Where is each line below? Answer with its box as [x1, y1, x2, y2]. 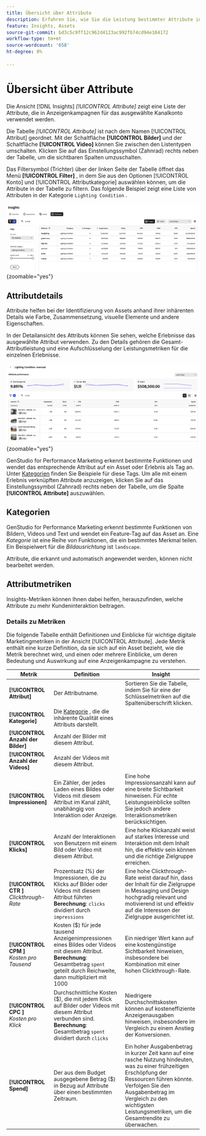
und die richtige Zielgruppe [124, 852, 194, 860]
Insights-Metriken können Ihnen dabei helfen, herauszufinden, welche [6, 595, 184, 603]
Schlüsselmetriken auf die [124, 692, 191, 700]
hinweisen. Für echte [124, 792, 178, 799]
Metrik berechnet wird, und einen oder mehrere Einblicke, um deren [6, 650, 178, 658]
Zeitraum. [53, 1094, 78, 1102]
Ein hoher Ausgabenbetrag [124, 1042, 193, 1050]
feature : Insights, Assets [6, 23, 75, 29]
